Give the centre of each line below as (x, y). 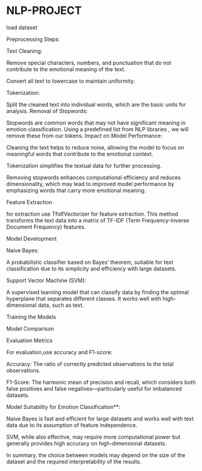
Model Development (32, 238)
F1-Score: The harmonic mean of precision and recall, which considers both (101, 382)
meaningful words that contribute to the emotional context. (80, 154)
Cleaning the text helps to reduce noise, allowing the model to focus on (95, 147)
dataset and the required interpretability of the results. (74, 461)
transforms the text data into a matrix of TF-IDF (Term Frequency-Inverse (98, 220)
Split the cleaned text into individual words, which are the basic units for (96, 105)
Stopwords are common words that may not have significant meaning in (96, 123)
